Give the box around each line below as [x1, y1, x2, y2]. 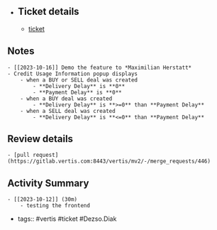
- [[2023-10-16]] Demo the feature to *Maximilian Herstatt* [7, 64, 192, 71]
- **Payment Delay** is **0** [33, 89, 122, 96]
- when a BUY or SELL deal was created [20, 76, 138, 84]
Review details [7, 133, 73, 145]
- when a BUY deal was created [20, 95, 113, 102]
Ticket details [17, 6, 79, 18]
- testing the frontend [20, 202, 91, 209]
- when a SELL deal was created [20, 107, 116, 114]
